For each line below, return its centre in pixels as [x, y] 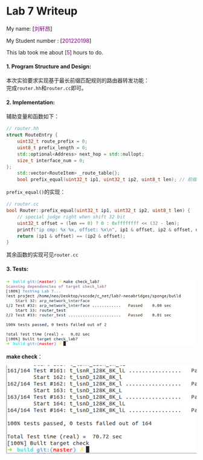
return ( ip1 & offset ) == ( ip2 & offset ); [71, 236]
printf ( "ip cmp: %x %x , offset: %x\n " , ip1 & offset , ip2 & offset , [105, 230]
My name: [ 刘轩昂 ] [29, 28]
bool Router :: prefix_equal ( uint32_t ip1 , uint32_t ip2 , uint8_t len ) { [98, 211]
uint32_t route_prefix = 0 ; [52, 141]
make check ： [25, 357]
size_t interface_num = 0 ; [51, 160]
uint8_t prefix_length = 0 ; [52, 147]
